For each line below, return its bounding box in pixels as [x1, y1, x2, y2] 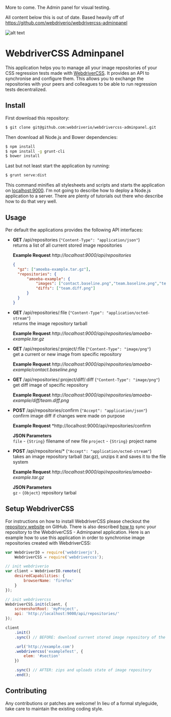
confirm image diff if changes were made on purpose [12, 412, 125, 419]
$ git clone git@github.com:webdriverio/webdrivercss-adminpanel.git [5, 125, 157, 130]
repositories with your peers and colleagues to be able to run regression [5, 81, 157, 87]
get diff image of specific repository [12, 382, 88, 388]
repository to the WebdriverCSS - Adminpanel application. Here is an [5, 529, 150, 535]
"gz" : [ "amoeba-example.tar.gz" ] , [17, 267, 91, 272]
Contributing [5, 687, 47, 695]
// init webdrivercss [5, 597, 52, 602]
